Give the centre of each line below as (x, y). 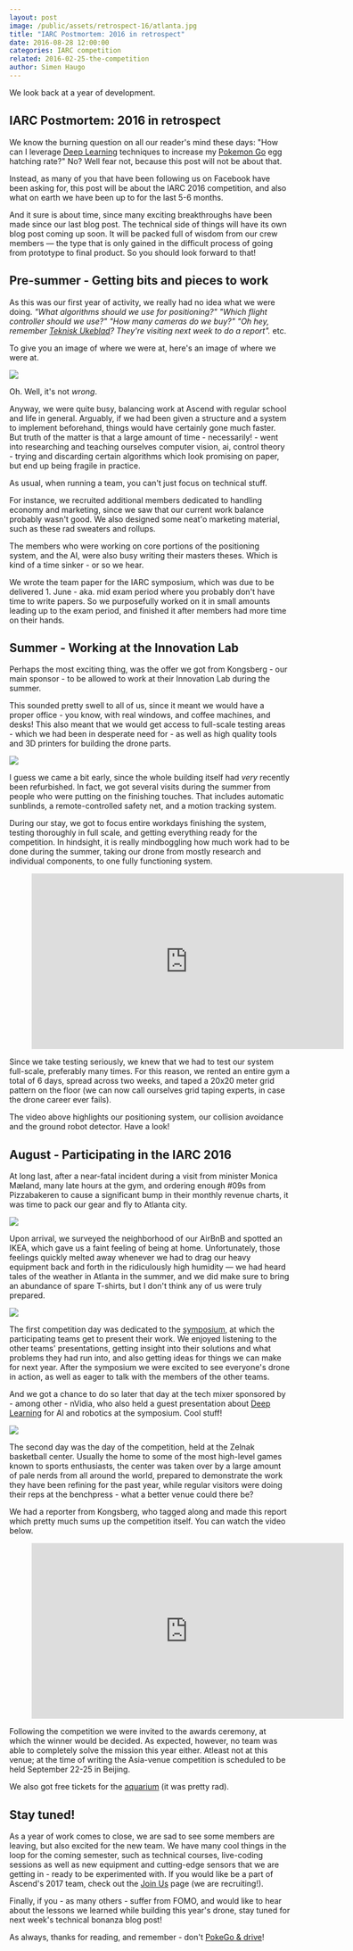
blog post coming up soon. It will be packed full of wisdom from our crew (144, 234)
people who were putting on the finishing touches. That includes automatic (147, 797)
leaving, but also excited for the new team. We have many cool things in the (148, 1845)
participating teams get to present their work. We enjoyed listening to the (143, 1339)
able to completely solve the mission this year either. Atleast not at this (139, 1750)
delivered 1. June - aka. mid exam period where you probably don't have (142, 591)
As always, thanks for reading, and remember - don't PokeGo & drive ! (137, 1937)
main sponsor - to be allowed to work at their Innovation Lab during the (140, 679)
